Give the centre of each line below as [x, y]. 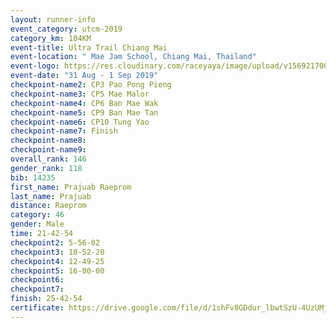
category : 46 [37, 215]
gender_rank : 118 [46, 168]
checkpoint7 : [37, 289]
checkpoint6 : [37, 280]
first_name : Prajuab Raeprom [71, 187]
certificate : [37, 308]
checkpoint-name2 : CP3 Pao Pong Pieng [91, 85]
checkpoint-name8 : [48, 141]
